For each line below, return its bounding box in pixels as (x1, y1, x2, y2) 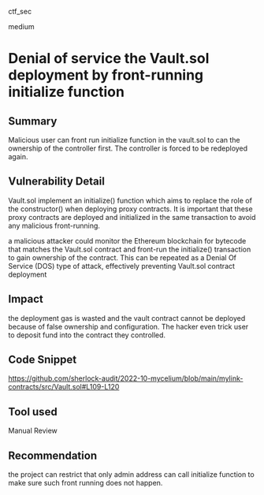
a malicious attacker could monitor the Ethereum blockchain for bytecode (8, 236, 247, 245)
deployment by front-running (8, 66, 204, 84)
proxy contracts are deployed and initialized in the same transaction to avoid (8, 212, 256, 221)
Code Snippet (8, 353, 77, 367)
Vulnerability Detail (8, 175, 105, 188)
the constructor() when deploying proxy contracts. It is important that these (8, 204, 254, 214)
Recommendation (8, 448, 97, 462)
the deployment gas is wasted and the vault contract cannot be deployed (8, 313, 246, 322)
